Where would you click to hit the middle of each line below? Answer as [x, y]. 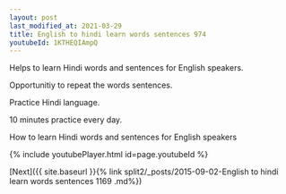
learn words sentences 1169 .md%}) [76, 181]
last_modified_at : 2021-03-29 [66, 26]
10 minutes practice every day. [66, 120]
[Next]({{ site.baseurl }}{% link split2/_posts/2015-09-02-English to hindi [144, 172]
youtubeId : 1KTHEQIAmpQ [54, 42]
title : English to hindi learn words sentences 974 [108, 34]
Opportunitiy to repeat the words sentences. [91, 85]
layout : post [34, 17]
